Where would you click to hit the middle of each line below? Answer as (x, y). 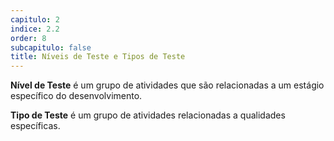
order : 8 (28, 38)
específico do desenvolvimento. (76, 96)
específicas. (35, 126)
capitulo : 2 (35, 19)
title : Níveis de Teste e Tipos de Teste (98, 57)
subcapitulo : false (51, 47)
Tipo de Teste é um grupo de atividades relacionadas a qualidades (148, 115)
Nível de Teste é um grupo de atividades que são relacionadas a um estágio (167, 85)
